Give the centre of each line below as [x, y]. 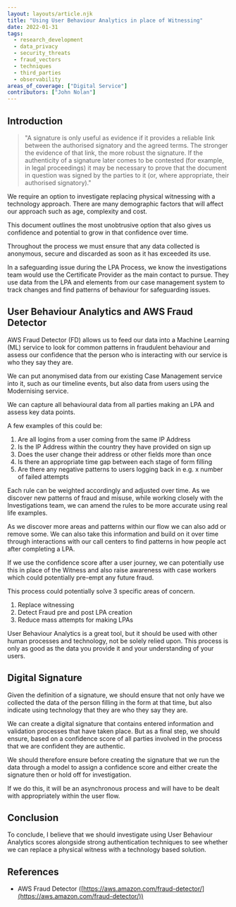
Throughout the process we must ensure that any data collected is [104, 246]
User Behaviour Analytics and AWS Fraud [100, 312]
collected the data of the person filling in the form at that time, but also [110, 702]
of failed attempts [43, 477]
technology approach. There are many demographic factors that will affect [116, 204]
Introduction [35, 121]
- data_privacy [36, 46]
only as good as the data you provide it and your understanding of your [111, 648]
